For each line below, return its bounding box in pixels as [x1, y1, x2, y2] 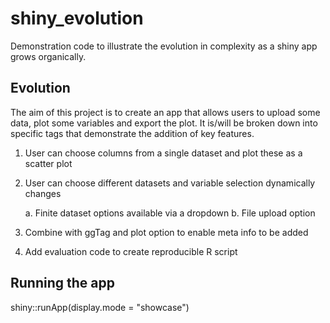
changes [24, 187, 62, 199]
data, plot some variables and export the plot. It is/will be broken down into [10, 117, 318, 129]
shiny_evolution [10, 7, 144, 30]
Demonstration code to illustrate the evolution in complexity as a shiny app [10, 40, 318, 52]
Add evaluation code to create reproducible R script [24, 245, 238, 257]
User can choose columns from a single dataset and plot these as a [24, 147, 303, 159]
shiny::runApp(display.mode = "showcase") [10, 301, 190, 313]
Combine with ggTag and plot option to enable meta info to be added [24, 226, 309, 238]
